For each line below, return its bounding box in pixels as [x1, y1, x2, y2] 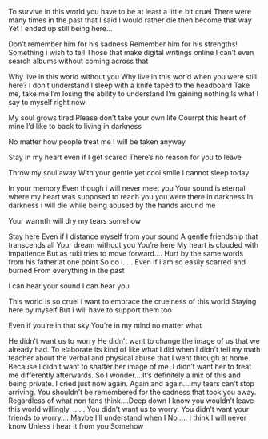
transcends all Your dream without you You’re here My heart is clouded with [8, 240, 258, 249]
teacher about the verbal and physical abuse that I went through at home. [8, 353, 250, 363]
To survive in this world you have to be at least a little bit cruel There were [8, 7, 252, 16]
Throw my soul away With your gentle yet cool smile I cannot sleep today [8, 168, 250, 177]
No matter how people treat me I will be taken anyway [8, 137, 186, 147]
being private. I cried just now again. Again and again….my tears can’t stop [8, 379, 254, 388]
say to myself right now [8, 98, 86, 107]
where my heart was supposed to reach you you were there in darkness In [8, 192, 254, 201]
